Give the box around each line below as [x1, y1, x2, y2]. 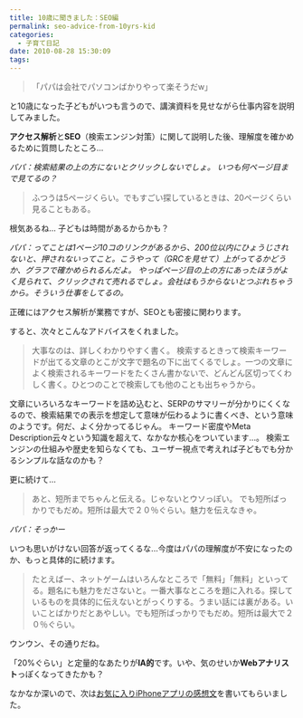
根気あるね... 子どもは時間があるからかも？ [9, 223, 170, 234]
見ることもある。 [31, 204, 96, 214]
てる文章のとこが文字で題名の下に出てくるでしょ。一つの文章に [55, 357, 294, 367]
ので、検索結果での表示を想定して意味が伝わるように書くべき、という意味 [16, 409, 294, 420]
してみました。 [9, 112, 65, 122]
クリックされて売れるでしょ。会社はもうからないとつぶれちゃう [55, 276, 294, 286]
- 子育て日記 [17, 38, 61, 48]
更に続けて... [9, 474, 57, 484]
